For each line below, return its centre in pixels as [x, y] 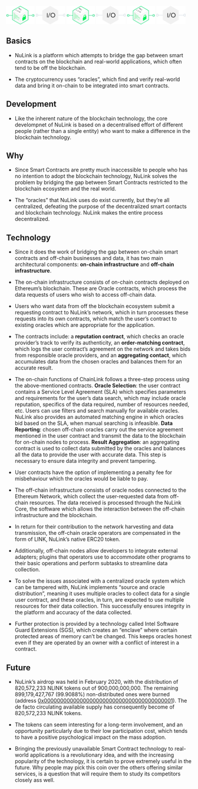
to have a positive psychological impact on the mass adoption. [90, 737]
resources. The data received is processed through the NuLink [105, 503]
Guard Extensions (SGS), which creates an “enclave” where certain [96, 630]
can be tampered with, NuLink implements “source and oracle [90, 587]
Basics [19, 41]
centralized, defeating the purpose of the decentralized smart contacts [100, 206]
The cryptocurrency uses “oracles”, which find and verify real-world [97, 79]
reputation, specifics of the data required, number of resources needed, [102, 404]
